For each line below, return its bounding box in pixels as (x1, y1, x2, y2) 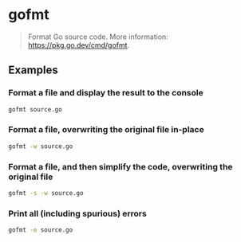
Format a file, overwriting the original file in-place (8, 124, 205, 135)
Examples (8, 64, 58, 77)
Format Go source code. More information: (27, 32, 169, 41)
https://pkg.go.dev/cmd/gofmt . (27, 40, 130, 49)
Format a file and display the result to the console (8, 88, 203, 99)
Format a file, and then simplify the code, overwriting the (8, 161, 233, 172)
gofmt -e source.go (8, 226, 73, 234)
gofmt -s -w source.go (8, 189, 84, 197)
